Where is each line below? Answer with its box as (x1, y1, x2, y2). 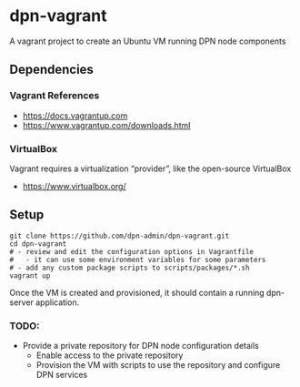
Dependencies (9, 62, 94, 77)
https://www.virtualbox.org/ (22, 180, 126, 191)
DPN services (35, 370, 88, 381)
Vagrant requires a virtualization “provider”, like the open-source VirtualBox (9, 163, 292, 174)
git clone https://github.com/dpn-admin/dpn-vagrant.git (9, 231, 230, 240)
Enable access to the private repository (35, 350, 184, 361)
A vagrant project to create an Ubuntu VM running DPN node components (9, 36, 286, 46)
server (9, 297, 35, 308)
